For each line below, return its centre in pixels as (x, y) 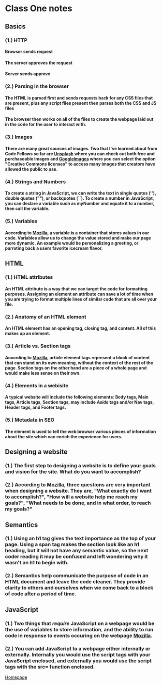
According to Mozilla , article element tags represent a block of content (77, 357)
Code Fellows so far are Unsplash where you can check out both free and (80, 154)
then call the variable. (27, 208)
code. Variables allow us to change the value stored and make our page (78, 238)
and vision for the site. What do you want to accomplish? (73, 472)
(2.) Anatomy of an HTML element (46, 317)
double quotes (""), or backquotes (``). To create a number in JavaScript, (80, 198)
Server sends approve (28, 74)
